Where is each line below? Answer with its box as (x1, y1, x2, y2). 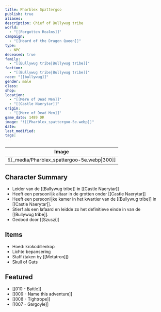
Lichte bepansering (12, 249, 51, 254)
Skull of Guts (12, 259, 38, 265)
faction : (5, 66, 23, 71)
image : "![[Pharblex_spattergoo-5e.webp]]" (5, 119, 95, 124)
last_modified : (5, 129, 36, 134)
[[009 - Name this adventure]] (12, 291, 73, 297)
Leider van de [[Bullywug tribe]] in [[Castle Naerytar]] (12, 186, 119, 192)
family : (5, 57, 21, 61)
